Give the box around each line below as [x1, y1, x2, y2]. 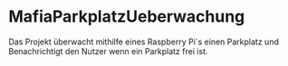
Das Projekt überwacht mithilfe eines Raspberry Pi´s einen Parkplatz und [8, 36, 280, 47]
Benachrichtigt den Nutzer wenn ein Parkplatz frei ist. [8, 45, 208, 56]
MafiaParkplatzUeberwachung [8, 6, 245, 27]
